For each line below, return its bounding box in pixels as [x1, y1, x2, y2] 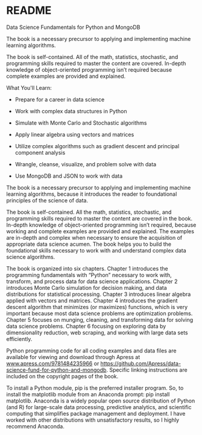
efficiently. [6, 335, 33, 342]
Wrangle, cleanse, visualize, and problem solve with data [14, 160, 157, 167]
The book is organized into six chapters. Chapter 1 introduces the [6, 264, 169, 272]
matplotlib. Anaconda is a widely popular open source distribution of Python [6, 397, 195, 404]
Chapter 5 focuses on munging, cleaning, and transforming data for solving [6, 316, 194, 323]
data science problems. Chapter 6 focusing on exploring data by [6, 322, 166, 330]
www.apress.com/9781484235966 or [6, 360, 99, 367]
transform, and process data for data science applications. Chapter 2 [6, 278, 178, 285]
